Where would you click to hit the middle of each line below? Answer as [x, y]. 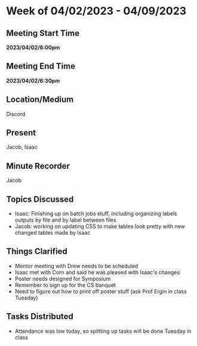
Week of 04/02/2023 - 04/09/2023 [96, 11]
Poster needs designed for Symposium [63, 278]
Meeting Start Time [43, 33]
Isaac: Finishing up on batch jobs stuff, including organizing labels [96, 214]
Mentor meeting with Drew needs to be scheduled [76, 266]
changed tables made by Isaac [53, 233]
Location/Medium [40, 100]
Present [21, 133]
